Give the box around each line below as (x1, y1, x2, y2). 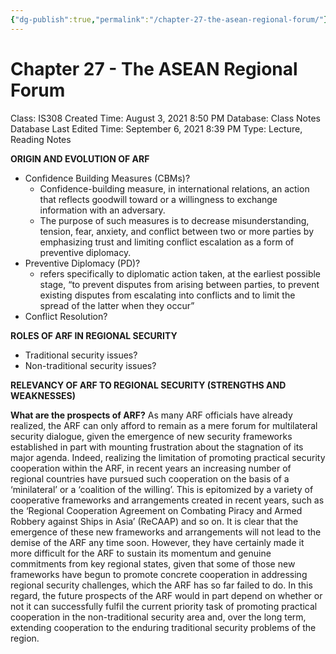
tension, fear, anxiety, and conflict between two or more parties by (39, 225, 315, 237)
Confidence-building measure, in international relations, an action (39, 182, 310, 195)
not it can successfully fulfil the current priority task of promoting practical (10, 600, 318, 612)
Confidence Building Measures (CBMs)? (24, 172, 191, 184)
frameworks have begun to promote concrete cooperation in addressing (10, 568, 308, 580)
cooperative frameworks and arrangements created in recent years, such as (10, 494, 325, 506)
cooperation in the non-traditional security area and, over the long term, (10, 611, 307, 623)
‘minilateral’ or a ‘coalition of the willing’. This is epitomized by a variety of (10, 483, 314, 495)
